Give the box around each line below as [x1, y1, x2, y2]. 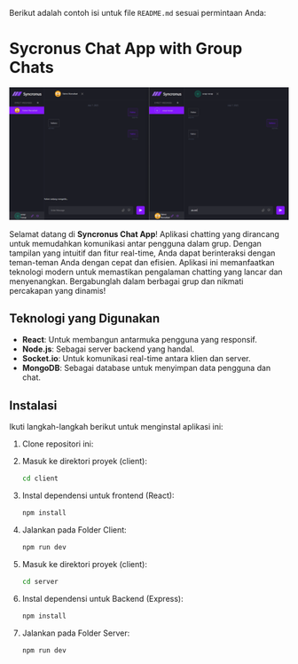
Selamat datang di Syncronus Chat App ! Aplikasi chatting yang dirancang [9, 228, 279, 239]
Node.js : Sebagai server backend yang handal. [21, 344, 195, 354]
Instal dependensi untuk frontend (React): [21, 490, 175, 501]
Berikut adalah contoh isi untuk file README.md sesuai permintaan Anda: [9, 8, 267, 18]
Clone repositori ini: [21, 439, 94, 449]
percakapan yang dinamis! [9, 285, 106, 296]
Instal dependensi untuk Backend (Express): [21, 593, 184, 604]
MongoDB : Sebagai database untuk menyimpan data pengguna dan [21, 363, 271, 374]
